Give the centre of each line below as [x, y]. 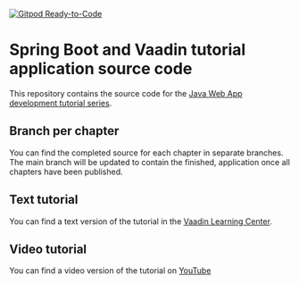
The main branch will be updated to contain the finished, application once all [149, 162]
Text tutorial [44, 200]
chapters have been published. [66, 171]
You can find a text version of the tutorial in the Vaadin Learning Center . [141, 221]
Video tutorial [48, 249]
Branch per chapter [64, 131]
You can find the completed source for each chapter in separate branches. [146, 153]
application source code [101, 69]
